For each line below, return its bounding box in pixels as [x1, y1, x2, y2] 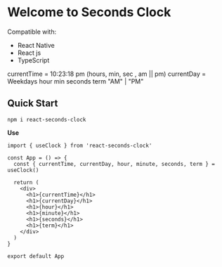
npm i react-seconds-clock [7, 116, 86, 123]
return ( [13, 178, 39, 186]
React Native [17, 41, 55, 49]
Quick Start [7, 98, 58, 110]
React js [17, 48, 41, 57]
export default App [7, 252, 65, 260]
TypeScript [17, 56, 50, 64]
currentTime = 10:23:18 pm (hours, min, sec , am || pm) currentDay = [7, 70, 207, 78]
